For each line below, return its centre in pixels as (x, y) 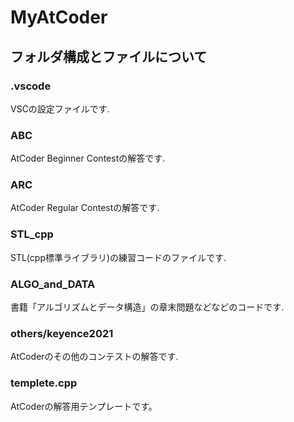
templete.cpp (44, 383)
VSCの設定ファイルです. (60, 108)
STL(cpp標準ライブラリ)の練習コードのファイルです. (118, 257)
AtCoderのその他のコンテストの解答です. (94, 357)
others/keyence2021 (62, 333)
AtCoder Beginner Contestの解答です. (88, 158)
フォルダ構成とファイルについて (109, 56)
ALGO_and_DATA (53, 284)
